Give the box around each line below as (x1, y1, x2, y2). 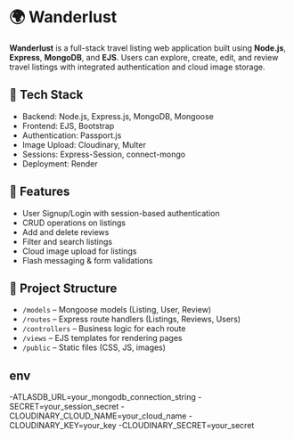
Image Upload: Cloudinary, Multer (21, 139, 147, 150)
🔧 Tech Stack (9, 87, 84, 102)
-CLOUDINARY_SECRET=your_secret (118, 420, 255, 431)
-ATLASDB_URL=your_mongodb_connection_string (9, 392, 196, 402)
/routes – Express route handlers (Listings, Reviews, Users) (21, 313, 241, 325)
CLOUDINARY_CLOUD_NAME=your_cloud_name (9, 411, 187, 421)
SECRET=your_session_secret (9, 402, 119, 412)
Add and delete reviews (21, 226, 110, 237)
